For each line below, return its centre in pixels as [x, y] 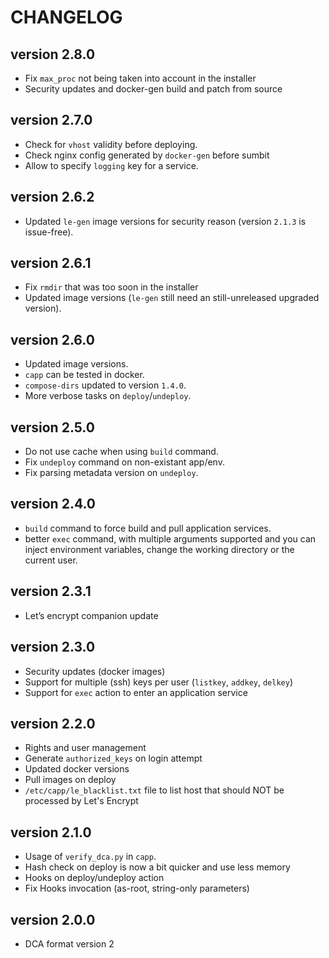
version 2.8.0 [53, 54]
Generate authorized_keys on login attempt [113, 758]
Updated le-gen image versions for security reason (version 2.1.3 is [165, 221]
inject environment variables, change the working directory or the [159, 549]
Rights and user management [85, 748]
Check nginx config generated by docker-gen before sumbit [147, 155]
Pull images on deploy [70, 780]
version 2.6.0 [52, 339]
